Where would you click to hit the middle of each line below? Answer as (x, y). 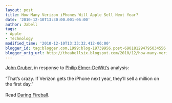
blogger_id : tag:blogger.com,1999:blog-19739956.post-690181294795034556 (86, 48)
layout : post (19, 10)
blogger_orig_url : (25, 53)
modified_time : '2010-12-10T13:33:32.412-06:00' (58, 44)
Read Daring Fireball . (27, 95)
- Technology (19, 39)
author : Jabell (21, 24)
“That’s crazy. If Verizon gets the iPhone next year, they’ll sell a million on (82, 78)
